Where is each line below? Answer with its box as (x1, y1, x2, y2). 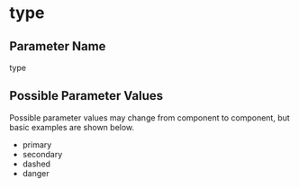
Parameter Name (9, 39, 106, 54)
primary (22, 139, 52, 150)
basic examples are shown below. (9, 121, 135, 132)
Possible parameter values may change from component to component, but (9, 112, 290, 123)
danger (22, 167, 50, 178)
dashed (22, 158, 51, 169)
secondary (22, 148, 63, 159)
